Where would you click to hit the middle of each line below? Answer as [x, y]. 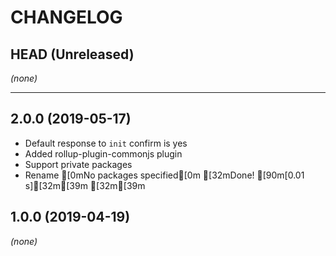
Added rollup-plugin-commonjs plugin [103, 153]
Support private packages [78, 164]
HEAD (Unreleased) [72, 54]
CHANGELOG [66, 17]
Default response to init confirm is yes [106, 143]
